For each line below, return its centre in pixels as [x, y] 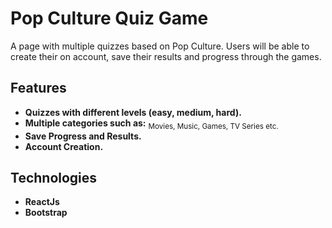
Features [38, 88]
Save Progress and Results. [83, 136]
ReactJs [42, 202]
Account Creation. [64, 146]
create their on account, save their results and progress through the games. [166, 56]
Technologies [54, 177]
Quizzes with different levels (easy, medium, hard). [133, 112]
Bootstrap [46, 213]
